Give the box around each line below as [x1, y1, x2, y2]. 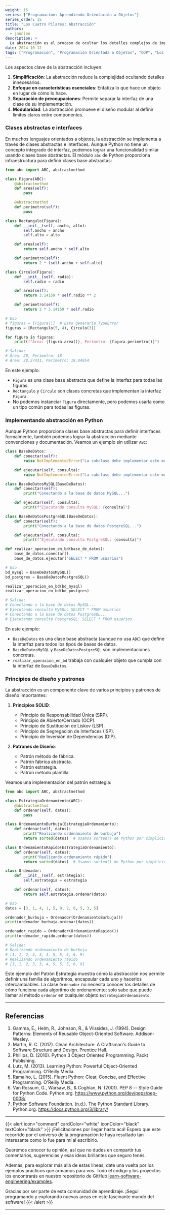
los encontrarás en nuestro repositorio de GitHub [5, 1173, 108, 1179]
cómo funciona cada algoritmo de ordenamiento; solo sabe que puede [5, 987, 152, 993]
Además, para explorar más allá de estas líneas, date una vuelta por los [5, 1162, 154, 1168]
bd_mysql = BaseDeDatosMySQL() [5, 570, 71, 575]
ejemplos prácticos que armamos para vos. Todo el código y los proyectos [5, 1168, 161, 1174]
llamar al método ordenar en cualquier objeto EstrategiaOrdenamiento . [5, 992, 151, 998]
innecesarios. [12, 79, 41, 85]
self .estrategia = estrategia [23, 878, 87, 883]
